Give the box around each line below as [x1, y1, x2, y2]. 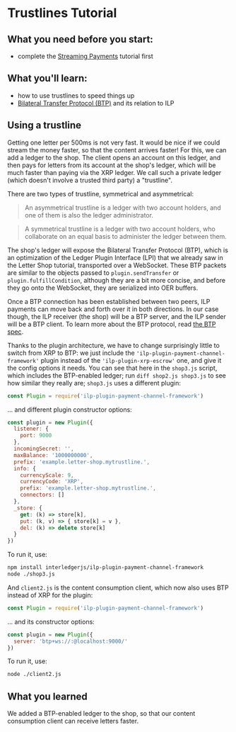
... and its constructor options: [7, 617, 95, 626]
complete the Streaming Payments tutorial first [17, 52, 153, 60]
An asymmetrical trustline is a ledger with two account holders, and [24, 203, 221, 212]
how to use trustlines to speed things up [17, 91, 135, 100]
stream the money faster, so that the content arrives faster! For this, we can [7, 145, 227, 154]
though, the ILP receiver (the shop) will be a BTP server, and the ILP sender [7, 312, 226, 320]
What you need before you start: [7, 33, 153, 45]
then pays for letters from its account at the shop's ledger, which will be [7, 161, 216, 169]
